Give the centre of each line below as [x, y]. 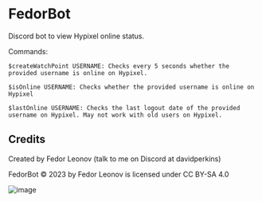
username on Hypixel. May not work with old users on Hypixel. [115, 115]
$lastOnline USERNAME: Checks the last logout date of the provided [124, 108]
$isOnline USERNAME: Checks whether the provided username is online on [131, 87]
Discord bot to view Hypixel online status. [76, 36]
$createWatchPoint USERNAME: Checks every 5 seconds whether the [119, 66]
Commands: [28, 51]
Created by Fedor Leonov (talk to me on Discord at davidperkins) [115, 158]
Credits [27, 139]
